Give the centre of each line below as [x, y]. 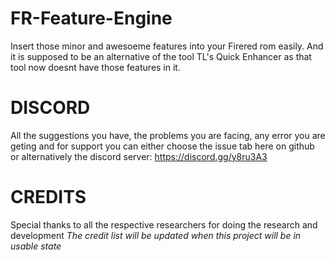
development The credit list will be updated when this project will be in [156, 235]
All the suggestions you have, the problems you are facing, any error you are [168, 135]
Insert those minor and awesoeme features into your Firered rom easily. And [167, 46]
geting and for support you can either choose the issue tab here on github [162, 146]
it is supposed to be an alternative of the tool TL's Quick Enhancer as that [161, 56]
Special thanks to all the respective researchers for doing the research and [164, 224]
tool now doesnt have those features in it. [95, 67]
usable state [36, 246]
